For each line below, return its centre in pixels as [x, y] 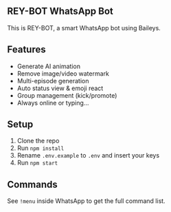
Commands [33, 184]
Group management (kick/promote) [67, 95]
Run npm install [41, 148]
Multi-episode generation [53, 81]
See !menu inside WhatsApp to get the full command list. [87, 201]
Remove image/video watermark [63, 73]
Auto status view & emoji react [60, 88]
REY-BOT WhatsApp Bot [60, 11]
